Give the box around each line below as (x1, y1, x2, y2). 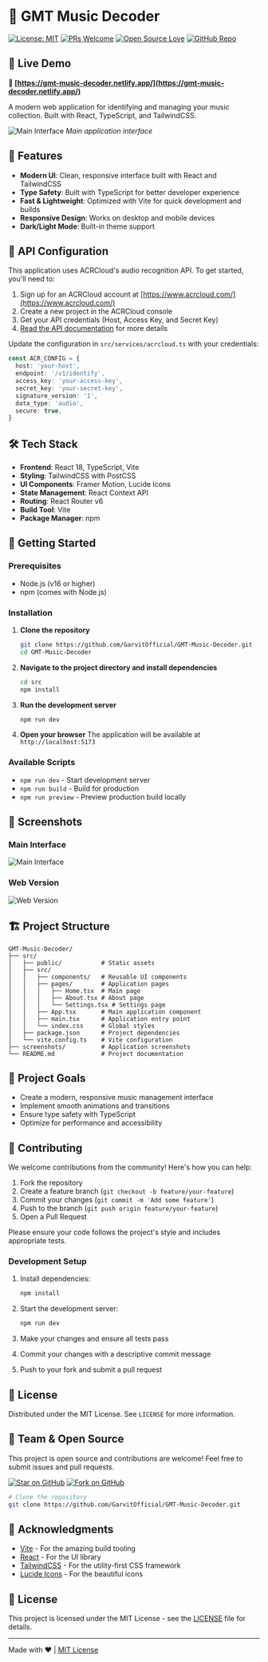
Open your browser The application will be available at (19, 730, 201, 739)
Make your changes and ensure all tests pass (19, 1334, 169, 1344)
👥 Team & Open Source (8, 1433, 124, 1446)
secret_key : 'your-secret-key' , (15, 384, 124, 393)
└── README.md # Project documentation (8, 1050, 183, 1058)
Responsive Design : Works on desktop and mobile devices (19, 213, 215, 222)
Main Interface (8, 839, 66, 851)
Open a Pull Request (19, 1212, 88, 1222)
